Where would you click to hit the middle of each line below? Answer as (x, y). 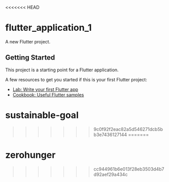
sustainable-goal (42, 115)
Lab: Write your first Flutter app (45, 89)
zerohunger (30, 155)
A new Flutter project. (28, 41)
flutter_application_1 (49, 28)
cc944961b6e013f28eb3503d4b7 (129, 169)
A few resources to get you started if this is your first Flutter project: (76, 79)
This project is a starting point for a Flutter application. (62, 70)
